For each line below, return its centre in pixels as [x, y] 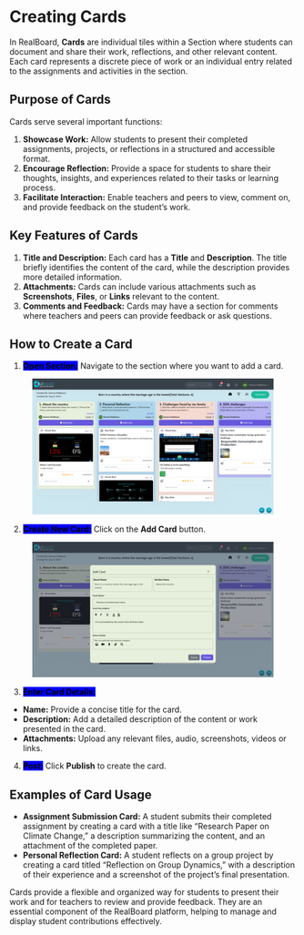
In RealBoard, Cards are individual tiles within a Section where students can [151, 42]
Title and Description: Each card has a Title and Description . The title [155, 258]
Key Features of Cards [74, 235]
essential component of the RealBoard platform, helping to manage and [143, 911]
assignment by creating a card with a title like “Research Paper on [146, 827]
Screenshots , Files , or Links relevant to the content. [121, 296]
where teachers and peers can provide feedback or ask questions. [147, 315]
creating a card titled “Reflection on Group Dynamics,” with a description [159, 865]
